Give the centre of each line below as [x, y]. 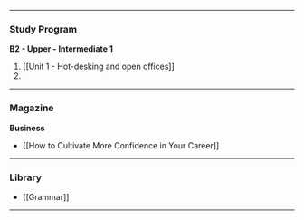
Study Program [43, 29]
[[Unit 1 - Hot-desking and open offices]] [98, 67]
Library [26, 177]
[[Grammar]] [46, 196]
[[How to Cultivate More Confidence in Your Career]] [121, 145]
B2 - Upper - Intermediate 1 [61, 49]
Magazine [32, 108]
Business [27, 128]
